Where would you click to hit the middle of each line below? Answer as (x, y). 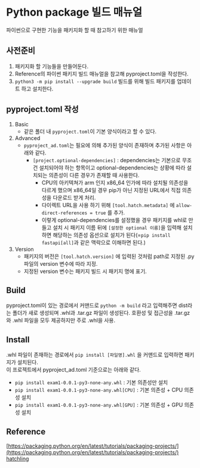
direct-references (64, 213)
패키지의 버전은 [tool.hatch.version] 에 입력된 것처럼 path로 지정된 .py (109, 256)
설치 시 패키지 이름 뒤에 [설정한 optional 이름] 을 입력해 (117, 227)
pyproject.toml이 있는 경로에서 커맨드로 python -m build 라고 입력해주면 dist (97, 305)
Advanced (27, 138)
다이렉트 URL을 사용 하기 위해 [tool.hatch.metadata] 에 (108, 205)
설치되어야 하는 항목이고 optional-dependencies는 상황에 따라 (112, 168)
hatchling (18, 459)
